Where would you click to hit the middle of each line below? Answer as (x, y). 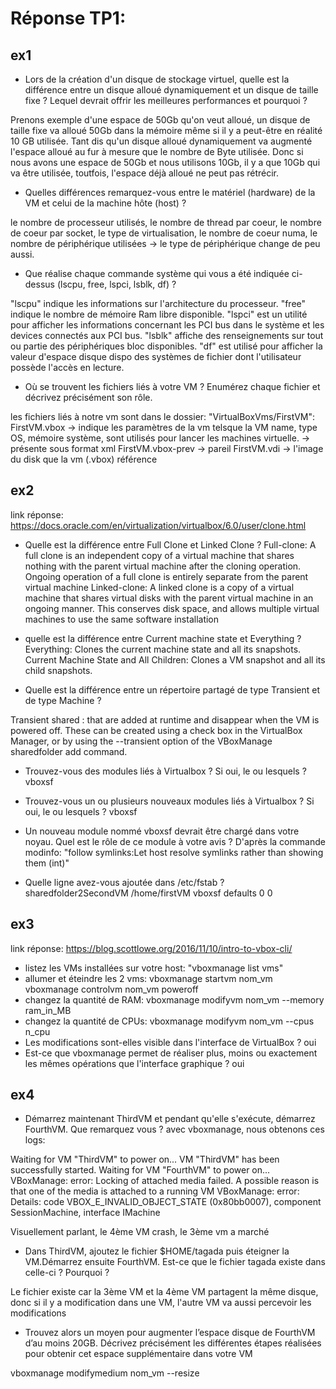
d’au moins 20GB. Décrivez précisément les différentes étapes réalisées (173, 1343)
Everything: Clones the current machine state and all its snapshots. (163, 649)
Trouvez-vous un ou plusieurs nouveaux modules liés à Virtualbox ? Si (169, 801)
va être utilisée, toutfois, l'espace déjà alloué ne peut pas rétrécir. (145, 173)
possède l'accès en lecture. (67, 367)
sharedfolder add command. (69, 751)
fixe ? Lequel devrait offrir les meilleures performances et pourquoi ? (166, 100)
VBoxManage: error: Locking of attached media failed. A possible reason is (165, 1181)
